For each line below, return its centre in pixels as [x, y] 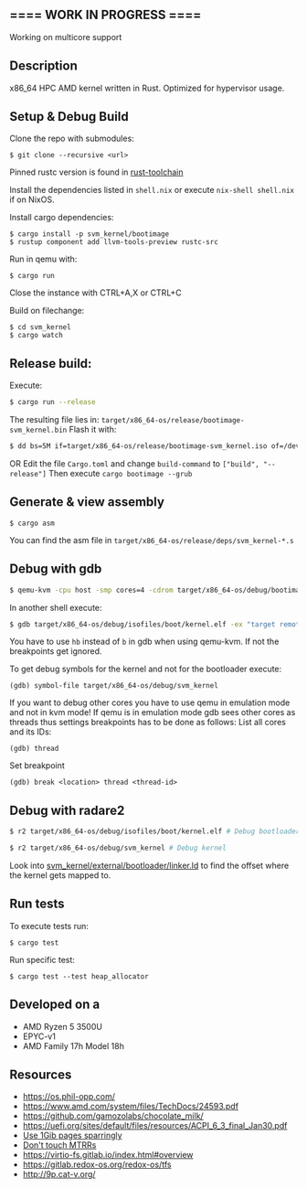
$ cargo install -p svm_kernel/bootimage [90, 234]
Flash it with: [93, 430]
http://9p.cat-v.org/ [59, 1174]
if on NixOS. [32, 199]
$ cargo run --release [53, 402]
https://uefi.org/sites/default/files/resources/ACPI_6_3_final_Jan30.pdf [155, 1126]
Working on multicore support [66, 37]
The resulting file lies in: [54, 420]
